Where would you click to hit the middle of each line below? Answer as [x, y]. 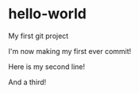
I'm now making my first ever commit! [70, 51]
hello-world [48, 14]
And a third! [27, 82]
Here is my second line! [47, 66]
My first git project [39, 36]
